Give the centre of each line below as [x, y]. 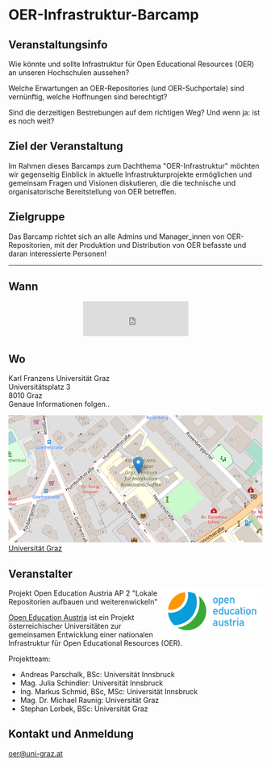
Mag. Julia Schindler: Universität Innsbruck [92, 683]
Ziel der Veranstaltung [66, 147]
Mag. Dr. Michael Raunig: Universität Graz [90, 701]
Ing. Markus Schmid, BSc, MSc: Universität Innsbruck [109, 692]
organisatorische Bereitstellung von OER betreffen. [93, 191]
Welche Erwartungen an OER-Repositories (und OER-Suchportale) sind [126, 88]
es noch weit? [31, 121]
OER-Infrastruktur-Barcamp [104, 15]
